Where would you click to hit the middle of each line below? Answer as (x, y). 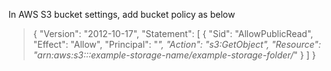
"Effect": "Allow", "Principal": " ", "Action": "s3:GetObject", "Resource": (176, 44)
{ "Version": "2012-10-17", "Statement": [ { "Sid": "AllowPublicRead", (173, 33)
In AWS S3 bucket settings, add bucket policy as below (122, 14)
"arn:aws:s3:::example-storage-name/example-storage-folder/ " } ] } (174, 55)
